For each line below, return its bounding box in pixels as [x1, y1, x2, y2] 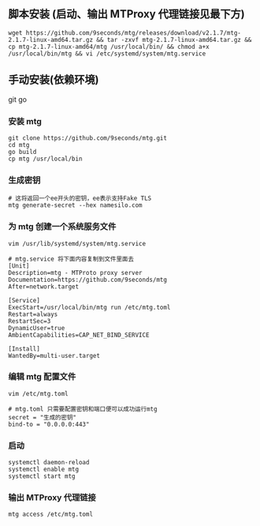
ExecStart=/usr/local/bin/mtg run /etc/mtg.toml [8, 303, 171, 311]
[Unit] [8, 261, 30, 270]
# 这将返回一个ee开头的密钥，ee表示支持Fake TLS [8, 194, 152, 203]
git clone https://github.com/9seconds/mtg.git [8, 133, 168, 142]
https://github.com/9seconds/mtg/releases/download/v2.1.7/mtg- [25, 28, 242, 37]
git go [8, 94, 28, 104]
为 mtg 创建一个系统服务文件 [8, 221, 117, 232]
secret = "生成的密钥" [8, 413, 77, 421]
